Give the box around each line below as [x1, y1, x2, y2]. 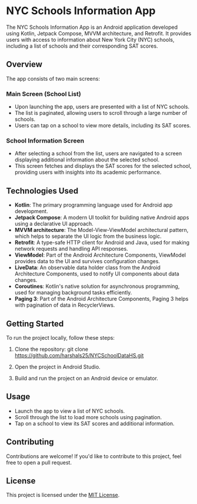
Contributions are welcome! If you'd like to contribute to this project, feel [6, 452, 182, 460]
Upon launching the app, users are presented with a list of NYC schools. [14, 103, 190, 110]
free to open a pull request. [6, 459, 72, 466]
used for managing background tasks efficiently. [14, 289, 132, 296]
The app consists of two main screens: [6, 75, 100, 82]
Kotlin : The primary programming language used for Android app [14, 201, 173, 208]
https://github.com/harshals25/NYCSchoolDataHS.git [14, 352, 144, 359]
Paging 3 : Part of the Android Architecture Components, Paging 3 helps [14, 296, 189, 303]
